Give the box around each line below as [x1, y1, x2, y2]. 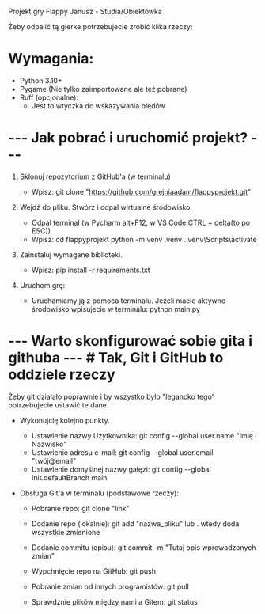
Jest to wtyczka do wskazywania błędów [31, 100, 166, 110]
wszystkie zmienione [31, 527, 100, 536]
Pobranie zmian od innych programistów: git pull [31, 582, 190, 591]
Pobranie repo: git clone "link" [31, 503, 130, 513]
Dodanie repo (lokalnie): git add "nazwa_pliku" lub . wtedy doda [31, 518, 240, 529]
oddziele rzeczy [8, 366, 116, 384]
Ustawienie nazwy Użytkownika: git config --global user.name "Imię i [31, 430, 257, 440]
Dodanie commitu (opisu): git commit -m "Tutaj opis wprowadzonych [31, 542, 256, 552]
